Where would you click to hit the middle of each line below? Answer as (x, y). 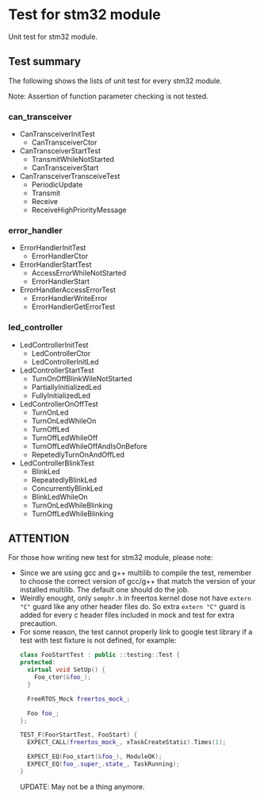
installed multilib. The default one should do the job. (104, 590)
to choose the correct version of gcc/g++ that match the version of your (138, 581)
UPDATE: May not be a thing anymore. (82, 786)
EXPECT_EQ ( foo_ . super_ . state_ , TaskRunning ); (104, 764)
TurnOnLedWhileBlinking (72, 505)
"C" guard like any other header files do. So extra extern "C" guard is (132, 607)
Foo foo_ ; (43, 713)
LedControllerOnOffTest (59, 403)
